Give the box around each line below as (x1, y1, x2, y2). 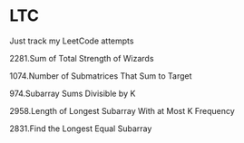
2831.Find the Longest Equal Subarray (9, 123, 152, 134)
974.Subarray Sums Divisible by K (9, 88, 136, 99)
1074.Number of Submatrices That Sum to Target (9, 70, 192, 81)
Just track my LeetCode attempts (9, 35, 134, 46)
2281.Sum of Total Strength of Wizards (9, 52, 154, 63)
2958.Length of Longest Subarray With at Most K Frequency (9, 105, 236, 116)
